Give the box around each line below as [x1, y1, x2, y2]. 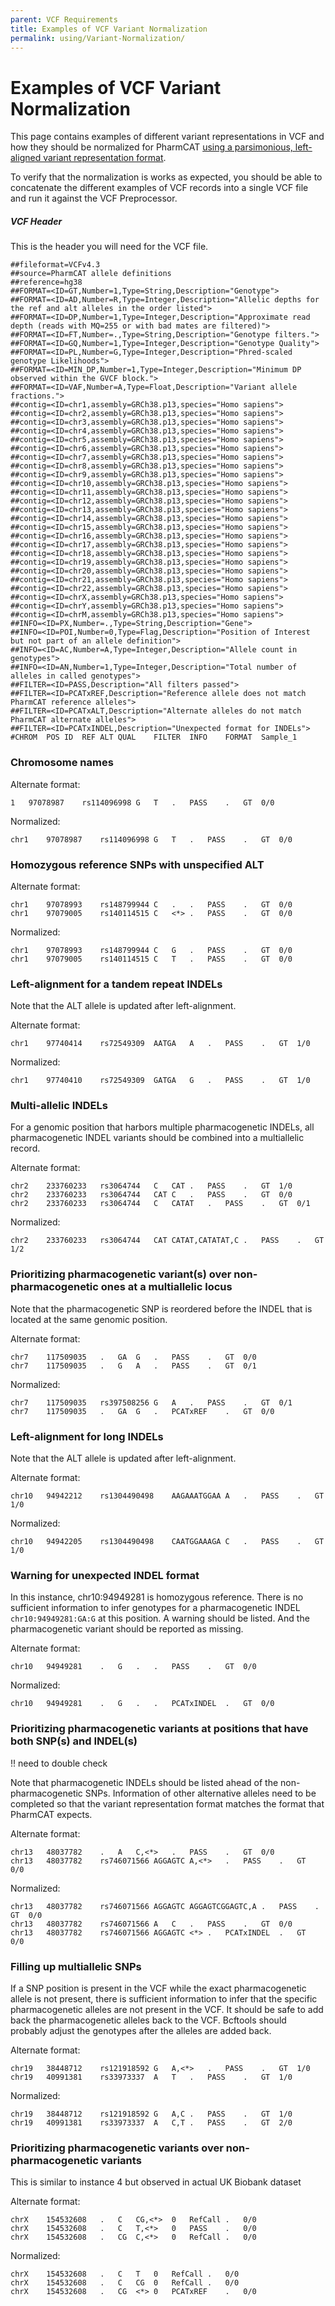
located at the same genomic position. [10, 1313, 168, 1325]
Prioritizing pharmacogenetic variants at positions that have [10, 1722, 309, 1736]
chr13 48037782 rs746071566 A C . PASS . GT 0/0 [10, 1919, 293, 1929]
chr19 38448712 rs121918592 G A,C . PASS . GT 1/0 [10, 2109, 293, 2119]
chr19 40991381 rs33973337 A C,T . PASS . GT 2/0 [10, 2117, 293, 2128]
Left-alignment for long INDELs [10, 1429, 164, 1443]
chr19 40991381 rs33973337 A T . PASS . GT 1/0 [10, 2072, 293, 2082]
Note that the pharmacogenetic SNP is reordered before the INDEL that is [10, 1302, 313, 1315]
